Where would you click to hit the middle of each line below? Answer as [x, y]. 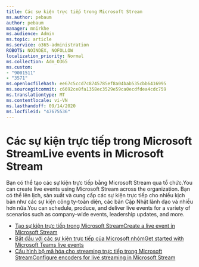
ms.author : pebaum [29, 17]
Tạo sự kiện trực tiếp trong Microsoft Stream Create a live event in [95, 226]
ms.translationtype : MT [36, 95]
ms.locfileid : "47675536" [38, 111]
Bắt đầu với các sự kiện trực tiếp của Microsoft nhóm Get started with [99, 238]
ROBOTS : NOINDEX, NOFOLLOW [40, 51]
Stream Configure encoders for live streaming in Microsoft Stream [95, 257]
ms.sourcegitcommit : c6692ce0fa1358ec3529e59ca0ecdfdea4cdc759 [86, 89]
